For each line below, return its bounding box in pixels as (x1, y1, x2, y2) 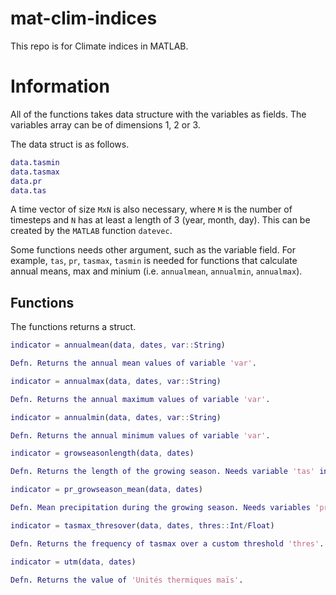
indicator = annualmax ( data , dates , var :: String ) (10, 376, 222, 386)
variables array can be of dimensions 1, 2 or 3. (10, 118, 201, 131)
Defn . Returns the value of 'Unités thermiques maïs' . (10, 575, 244, 585)
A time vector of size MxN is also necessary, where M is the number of (10, 203, 293, 216)
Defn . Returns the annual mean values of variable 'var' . (10, 358, 257, 369)
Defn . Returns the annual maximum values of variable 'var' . (10, 394, 271, 404)
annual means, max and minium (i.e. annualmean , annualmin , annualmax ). (10, 265, 303, 277)
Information (10, 75, 110, 98)
